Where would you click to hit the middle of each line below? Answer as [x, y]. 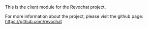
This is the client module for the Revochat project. [56, 7]
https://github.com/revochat [34, 22]
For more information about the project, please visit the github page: [74, 16]
